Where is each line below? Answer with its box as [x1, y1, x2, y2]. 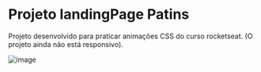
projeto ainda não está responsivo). [8, 39, 124, 49]
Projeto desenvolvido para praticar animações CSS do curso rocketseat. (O [8, 31, 253, 41]
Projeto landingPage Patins [8, 5, 190, 23]
